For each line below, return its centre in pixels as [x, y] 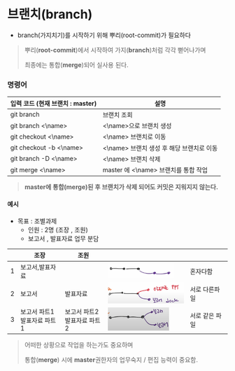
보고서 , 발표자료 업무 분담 [63, 238]
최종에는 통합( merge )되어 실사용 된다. [76, 64]
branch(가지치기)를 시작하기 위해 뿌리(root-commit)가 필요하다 [104, 35]
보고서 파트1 [37, 311]
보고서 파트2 [82, 311]
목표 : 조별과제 [37, 220]
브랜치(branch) [50, 14]
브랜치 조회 [117, 114]
